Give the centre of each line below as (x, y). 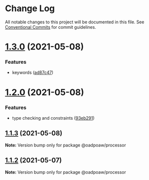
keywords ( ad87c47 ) (33, 72)
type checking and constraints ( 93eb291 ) (53, 118)
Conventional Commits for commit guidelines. (50, 27)
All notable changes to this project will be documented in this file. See (75, 22)
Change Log (30, 9)
